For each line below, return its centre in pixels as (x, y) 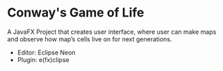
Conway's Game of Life (76, 13)
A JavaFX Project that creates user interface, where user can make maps (112, 32)
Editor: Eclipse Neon (46, 52)
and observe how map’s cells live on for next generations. (90, 39)
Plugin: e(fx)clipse (43, 59)
